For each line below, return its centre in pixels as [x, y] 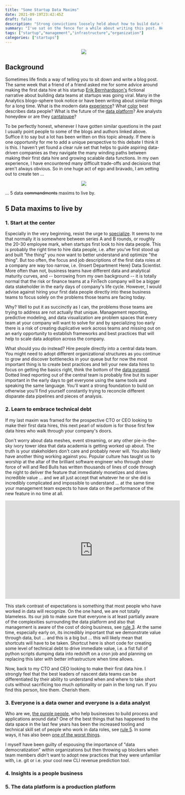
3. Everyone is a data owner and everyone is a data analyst [78, 703]
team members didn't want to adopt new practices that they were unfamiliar [83, 755]
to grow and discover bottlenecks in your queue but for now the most [76, 359]
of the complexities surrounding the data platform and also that [70, 622]
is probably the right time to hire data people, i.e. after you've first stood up [82, 250]
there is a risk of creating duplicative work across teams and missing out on [83, 328]
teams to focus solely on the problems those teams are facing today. [76, 297]
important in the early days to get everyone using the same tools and [76, 381]
